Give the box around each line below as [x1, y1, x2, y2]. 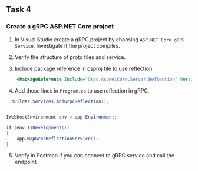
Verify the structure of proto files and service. [14, 53, 126, 61]
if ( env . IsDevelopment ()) [6, 125, 70, 131]
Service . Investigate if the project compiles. [14, 42, 120, 49]
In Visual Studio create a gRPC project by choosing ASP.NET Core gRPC [14, 35, 185, 43]
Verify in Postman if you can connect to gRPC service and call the [14, 152, 175, 159]
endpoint [14, 158, 37, 165]
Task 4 [6, 5, 31, 15]
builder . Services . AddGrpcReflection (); [11, 98, 110, 104]
